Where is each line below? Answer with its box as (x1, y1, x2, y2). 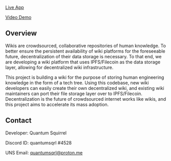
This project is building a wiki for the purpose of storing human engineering (5, 74, 164, 80)
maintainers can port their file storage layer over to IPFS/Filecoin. (5, 90, 142, 97)
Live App (5, 5, 24, 10)
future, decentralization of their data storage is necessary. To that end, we (5, 53, 162, 59)
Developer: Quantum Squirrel (5, 130, 67, 136)
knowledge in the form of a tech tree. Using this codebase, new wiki (5, 79, 149, 86)
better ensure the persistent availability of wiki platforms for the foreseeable (5, 48, 165, 54)
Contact (5, 116, 32, 125)
